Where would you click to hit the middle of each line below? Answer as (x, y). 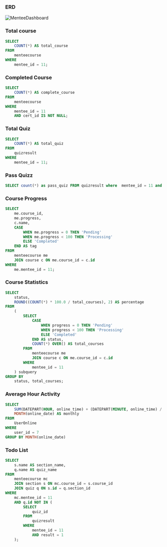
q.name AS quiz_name (35, 470)
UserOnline (25, 423)
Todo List (17, 450)
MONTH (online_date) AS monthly (47, 414)
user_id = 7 (26, 432)
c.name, (22, 223)
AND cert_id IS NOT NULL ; (41, 116)
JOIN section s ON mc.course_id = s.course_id (63, 484)
